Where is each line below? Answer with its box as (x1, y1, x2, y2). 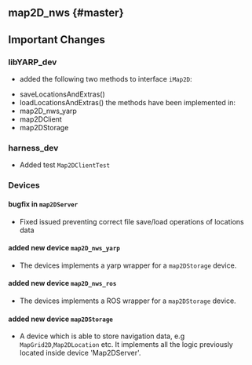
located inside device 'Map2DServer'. (19, 349, 141, 358)
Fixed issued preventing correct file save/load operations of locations (19, 217, 245, 226)
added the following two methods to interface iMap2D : (19, 75, 192, 84)
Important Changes (8, 33, 106, 46)
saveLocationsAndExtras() (19, 89, 106, 99)
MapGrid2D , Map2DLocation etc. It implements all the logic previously (19, 340, 233, 349)
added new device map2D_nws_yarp (8, 243, 120, 253)
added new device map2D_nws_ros (8, 279, 117, 288)
